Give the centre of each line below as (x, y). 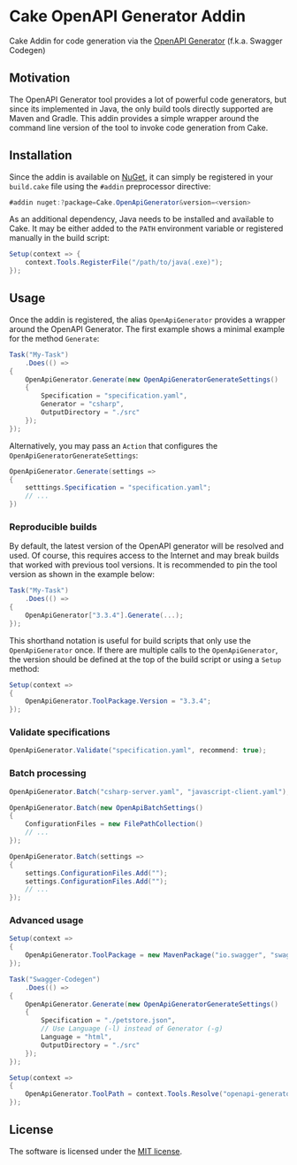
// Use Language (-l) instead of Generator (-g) (132, 1029)
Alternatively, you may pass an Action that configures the (114, 445)
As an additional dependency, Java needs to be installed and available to (141, 220)
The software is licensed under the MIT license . (96, 1151)
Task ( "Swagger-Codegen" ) (55, 979)
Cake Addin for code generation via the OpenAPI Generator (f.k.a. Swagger (146, 41)
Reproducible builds (53, 527)
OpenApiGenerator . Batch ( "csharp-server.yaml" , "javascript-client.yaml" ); (150, 791)
